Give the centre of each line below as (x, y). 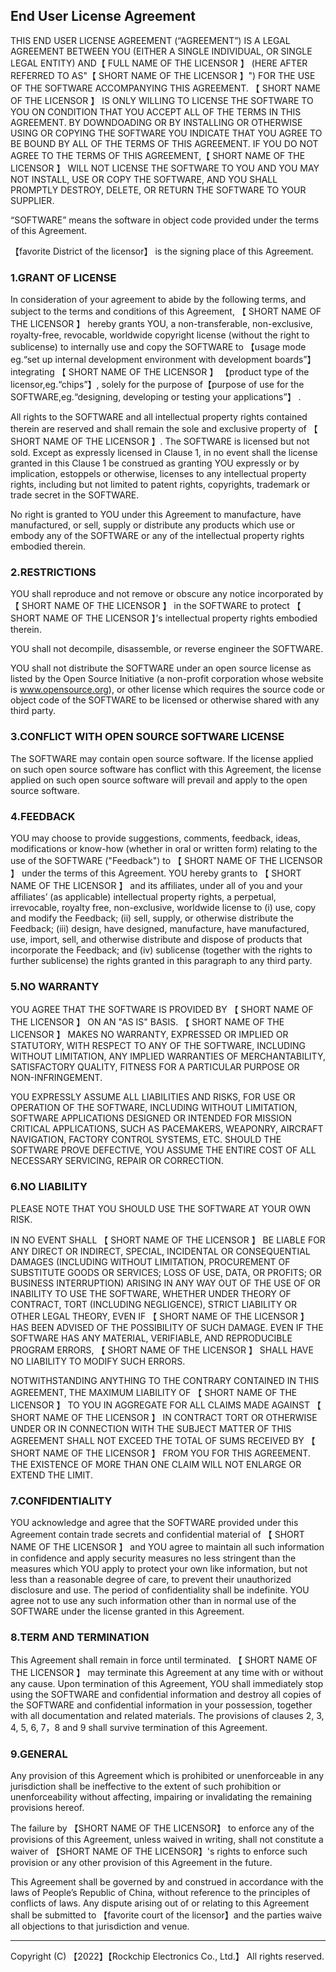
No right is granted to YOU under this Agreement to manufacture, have (156, 515)
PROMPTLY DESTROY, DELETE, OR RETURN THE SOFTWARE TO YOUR (158, 190)
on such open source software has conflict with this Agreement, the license (166, 769)
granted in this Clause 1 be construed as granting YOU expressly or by (155, 463)
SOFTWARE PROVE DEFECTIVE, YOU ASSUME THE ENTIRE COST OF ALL (163, 1150)
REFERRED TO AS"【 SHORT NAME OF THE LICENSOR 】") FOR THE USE (163, 75)
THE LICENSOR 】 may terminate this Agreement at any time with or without (167, 1673)
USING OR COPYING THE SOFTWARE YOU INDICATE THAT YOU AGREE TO (166, 133)
